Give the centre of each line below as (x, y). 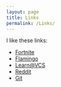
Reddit (23, 72)
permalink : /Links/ (31, 23)
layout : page (23, 12)
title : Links (23, 18)
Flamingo (27, 59)
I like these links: (27, 41)
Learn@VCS (30, 65)
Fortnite (25, 52)
